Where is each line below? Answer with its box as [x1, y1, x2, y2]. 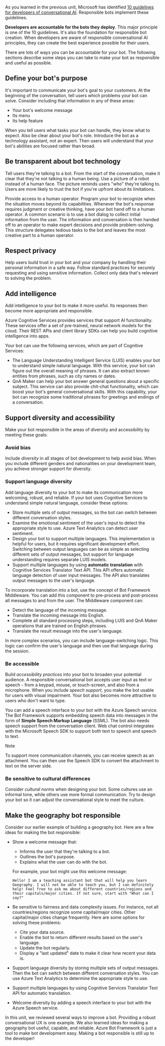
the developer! [5, 1036, 34, 1042]
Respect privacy [5, 246, 57, 255]
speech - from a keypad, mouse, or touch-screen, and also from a [5, 682, 139, 688]
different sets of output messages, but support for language [12, 551, 134, 557]
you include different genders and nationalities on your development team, [5, 461, 157, 467]
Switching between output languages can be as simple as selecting [12, 546, 149, 552]
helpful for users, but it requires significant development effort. [12, 540, 140, 546]
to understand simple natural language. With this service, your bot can [12, 363, 155, 369]
